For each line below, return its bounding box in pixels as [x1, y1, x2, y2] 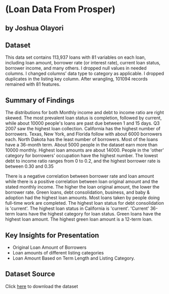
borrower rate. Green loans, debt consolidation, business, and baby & [5, 189, 150, 196]
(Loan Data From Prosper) [5, 4, 115, 15]
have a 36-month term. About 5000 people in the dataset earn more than [5, 142, 158, 148]
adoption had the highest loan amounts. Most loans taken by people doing [5, 195, 160, 201]
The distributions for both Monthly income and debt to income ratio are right [5, 109, 164, 116]
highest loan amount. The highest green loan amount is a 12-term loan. [5, 216, 153, 223]
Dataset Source [5, 270, 55, 278]
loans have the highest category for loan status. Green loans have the [16, 211, 161, 217]
